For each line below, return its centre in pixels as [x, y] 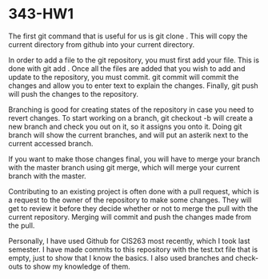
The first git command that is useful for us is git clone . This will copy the [128, 36]
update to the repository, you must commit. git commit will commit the [124, 77]
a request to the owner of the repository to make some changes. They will [130, 200]
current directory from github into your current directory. [101, 44]
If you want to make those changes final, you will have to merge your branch [134, 159]
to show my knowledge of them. [77, 266]
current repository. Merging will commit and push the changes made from [130, 217]
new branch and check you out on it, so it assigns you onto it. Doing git [125, 126]
